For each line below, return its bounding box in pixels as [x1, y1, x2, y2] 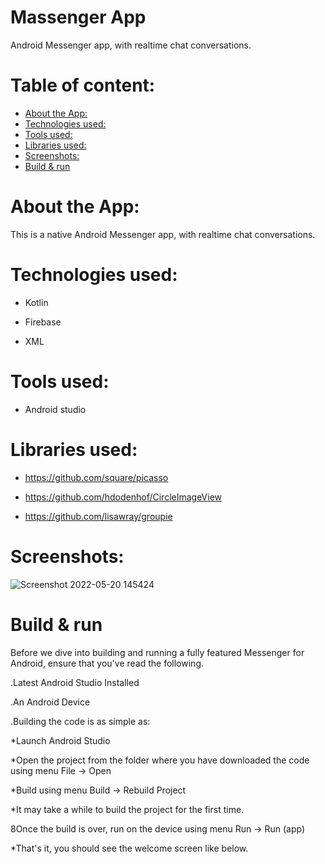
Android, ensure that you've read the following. [10, 657, 204, 669]
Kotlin [24, 296, 49, 308]
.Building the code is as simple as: [10, 715, 151, 727]
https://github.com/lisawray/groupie [24, 510, 173, 522]
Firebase [24, 316, 62, 328]
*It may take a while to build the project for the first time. [10, 803, 245, 815]
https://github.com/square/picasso [24, 471, 169, 483]
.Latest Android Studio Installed [10, 676, 140, 688]
